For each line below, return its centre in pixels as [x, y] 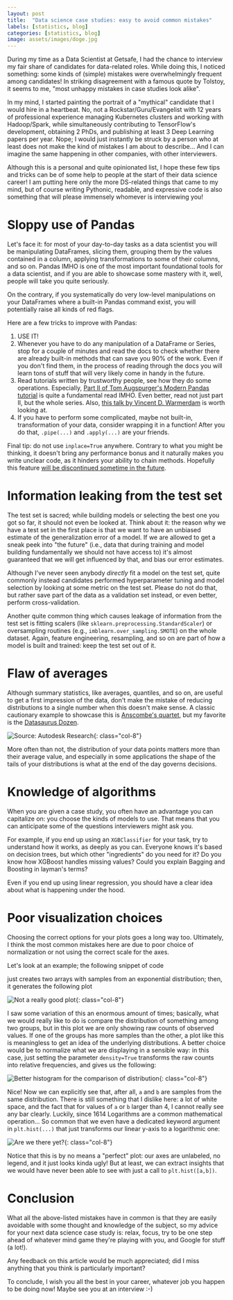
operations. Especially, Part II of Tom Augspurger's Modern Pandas [113, 388]
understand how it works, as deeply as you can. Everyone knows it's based [115, 847]
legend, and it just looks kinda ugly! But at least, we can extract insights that [116, 1163]
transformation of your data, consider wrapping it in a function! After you [121, 425]
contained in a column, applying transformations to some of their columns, [114, 259]
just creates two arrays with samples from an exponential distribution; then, [115, 979]
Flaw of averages [58, 674]
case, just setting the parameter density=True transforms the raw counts [111, 1058]
